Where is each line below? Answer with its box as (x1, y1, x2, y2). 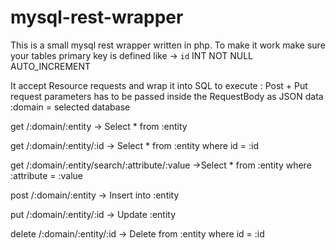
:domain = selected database (10, 101, 131, 113)
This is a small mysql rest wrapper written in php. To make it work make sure (10, 39, 326, 51)
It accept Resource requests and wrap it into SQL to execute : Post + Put (10, 79, 308, 91)
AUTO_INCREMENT (10, 60, 92, 72)
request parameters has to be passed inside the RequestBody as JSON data (10, 90, 324, 102)
